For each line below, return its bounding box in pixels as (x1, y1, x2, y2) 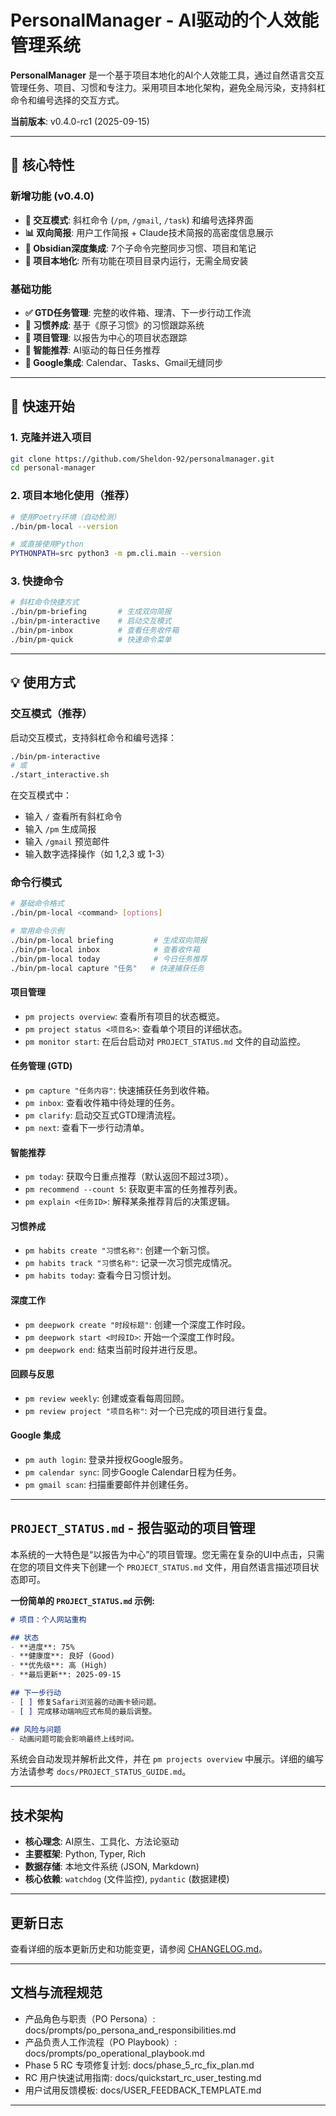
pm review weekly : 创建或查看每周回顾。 (24, 1392, 190, 1404)
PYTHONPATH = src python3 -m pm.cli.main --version (10, 549, 222, 559)
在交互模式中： (10, 789, 72, 801)
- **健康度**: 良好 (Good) (10, 1651, 115, 1661)
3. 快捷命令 (10, 574, 64, 588)
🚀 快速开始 (10, 398, 75, 415)
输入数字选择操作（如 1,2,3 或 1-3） (24, 848, 170, 860)
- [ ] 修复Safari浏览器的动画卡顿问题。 (10, 1697, 162, 1707)
